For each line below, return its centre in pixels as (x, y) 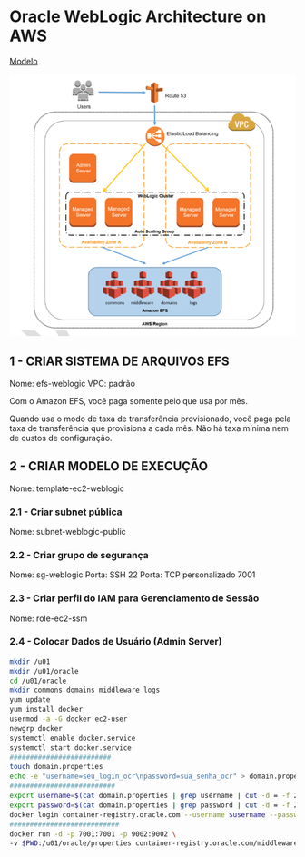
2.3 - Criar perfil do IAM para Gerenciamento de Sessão (134, 598)
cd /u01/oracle (38, 681)
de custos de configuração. (61, 438)
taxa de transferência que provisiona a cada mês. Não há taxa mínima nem (149, 428)
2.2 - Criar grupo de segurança (79, 555)
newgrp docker (36, 728)
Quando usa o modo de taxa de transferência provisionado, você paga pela (150, 419)
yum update (30, 700)
